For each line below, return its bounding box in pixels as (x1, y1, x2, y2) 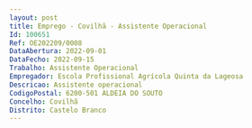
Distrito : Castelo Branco (9, 105, 106, 114)
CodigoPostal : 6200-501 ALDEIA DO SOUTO (9, 88, 164, 97)
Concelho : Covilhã (9, 96, 78, 106)
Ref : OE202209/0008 (9, 38, 83, 48)
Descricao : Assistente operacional (9, 80, 143, 89)
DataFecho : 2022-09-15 (9, 55, 94, 64)
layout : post (9, 13, 58, 23)
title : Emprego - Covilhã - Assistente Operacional (9, 22, 207, 31)
